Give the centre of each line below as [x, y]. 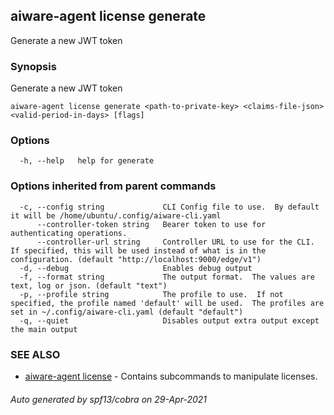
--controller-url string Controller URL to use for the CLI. [175, 242]
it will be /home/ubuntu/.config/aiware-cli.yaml [116, 215]
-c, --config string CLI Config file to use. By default [169, 207]
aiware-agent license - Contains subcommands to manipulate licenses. [171, 376]
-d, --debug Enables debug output [136, 268]
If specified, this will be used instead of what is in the [138, 250]
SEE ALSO [35, 354]
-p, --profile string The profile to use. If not [151, 294]
